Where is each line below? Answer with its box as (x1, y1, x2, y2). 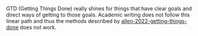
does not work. (20, 24, 57, 31)
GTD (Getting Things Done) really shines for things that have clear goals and (6, 5, 192, 12)
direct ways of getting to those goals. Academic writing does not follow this (6, 11, 190, 18)
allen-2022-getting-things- (121, 18, 187, 24)
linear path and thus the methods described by (6, 18, 120, 24)
